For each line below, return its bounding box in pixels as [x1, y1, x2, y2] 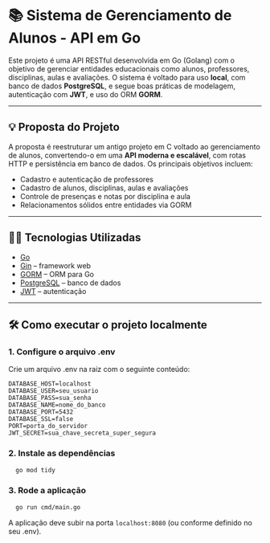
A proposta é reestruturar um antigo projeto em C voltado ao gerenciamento [8, 141, 261, 151]
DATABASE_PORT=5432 [8, 408, 74, 416]
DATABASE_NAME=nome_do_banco [8, 401, 106, 410]
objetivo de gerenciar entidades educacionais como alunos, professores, [8, 63, 250, 73]
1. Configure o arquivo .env [8, 346, 116, 357]
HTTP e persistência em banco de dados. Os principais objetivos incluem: [8, 158, 253, 169]
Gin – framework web [19, 260, 91, 270]
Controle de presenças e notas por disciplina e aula [19, 191, 191, 201]
